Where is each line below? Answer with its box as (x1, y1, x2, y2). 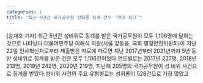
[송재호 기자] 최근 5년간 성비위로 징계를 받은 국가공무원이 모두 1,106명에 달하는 (6, 32, 194, 39)
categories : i (6, 8, 43, 15)
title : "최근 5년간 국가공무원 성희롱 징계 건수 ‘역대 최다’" (6, 15, 142, 21)
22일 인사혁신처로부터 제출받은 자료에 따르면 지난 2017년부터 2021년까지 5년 (6, 47, 191, 55)
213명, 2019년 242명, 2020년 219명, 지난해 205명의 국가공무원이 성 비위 (6, 62, 182, 70)
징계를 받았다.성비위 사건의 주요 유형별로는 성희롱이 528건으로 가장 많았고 (12, 70, 190, 77)
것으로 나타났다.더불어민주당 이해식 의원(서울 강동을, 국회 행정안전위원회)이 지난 (6, 39, 197, 47)
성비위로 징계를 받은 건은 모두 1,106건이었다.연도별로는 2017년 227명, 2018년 (12, 55, 197, 62)
